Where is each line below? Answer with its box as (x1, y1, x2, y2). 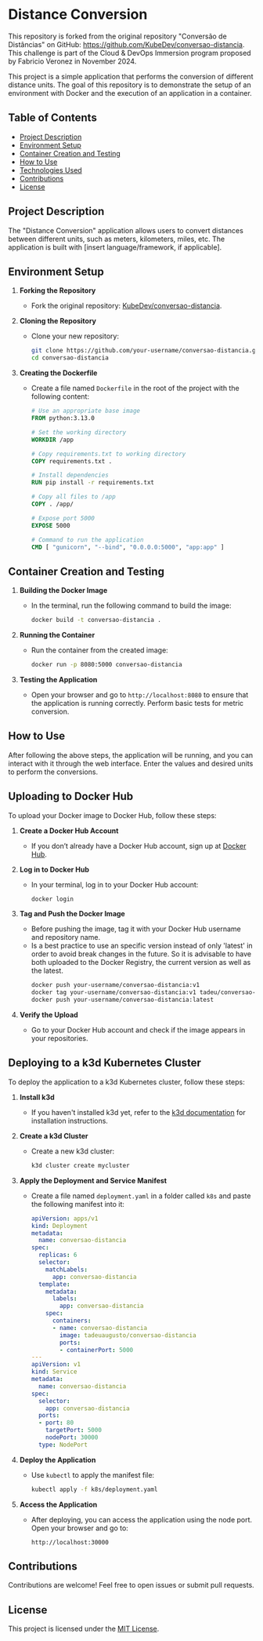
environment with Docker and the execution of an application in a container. (8, 88, 252, 97)
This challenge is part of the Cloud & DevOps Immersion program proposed (8, 48, 252, 57)
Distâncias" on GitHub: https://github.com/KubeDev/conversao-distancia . (8, 39, 245, 49)
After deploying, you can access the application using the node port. (31, 1515, 253, 1524)
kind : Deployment (31, 1222, 88, 1230)
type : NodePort (38, 1441, 88, 1449)
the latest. (31, 966, 64, 975)
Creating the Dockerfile (19, 368, 98, 378)
